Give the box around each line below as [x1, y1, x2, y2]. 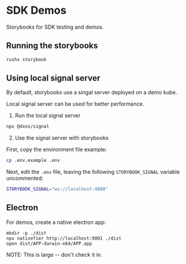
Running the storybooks [6, 41, 98, 51]
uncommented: [6, 174, 44, 182]
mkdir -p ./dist [6, 230, 47, 236]
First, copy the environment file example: [6, 146, 107, 153]
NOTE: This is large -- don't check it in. [6, 251, 103, 258]
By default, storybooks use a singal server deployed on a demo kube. [6, 89, 178, 96]
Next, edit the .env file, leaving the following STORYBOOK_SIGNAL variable [6, 168, 181, 176]
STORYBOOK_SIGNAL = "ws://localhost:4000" [6, 186, 109, 192]
